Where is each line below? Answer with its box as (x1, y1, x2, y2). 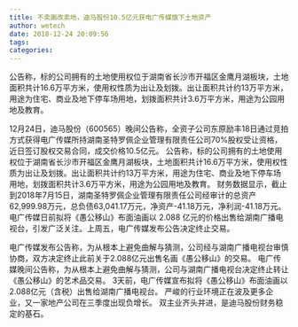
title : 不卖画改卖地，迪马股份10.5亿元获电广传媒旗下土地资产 (9, 12, 212, 22)
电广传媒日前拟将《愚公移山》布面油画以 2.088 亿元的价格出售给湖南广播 (9, 212, 277, 222)
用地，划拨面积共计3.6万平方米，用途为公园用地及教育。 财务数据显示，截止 (9, 179, 287, 190)
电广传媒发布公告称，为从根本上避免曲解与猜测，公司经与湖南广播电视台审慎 (9, 242, 289, 253)
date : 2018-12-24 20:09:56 (9, 29, 109, 38)
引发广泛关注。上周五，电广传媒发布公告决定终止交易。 (32, 223, 235, 234)
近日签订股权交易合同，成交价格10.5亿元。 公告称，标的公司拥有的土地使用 (9, 145, 283, 156)
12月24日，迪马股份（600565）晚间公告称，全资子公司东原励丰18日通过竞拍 (9, 123, 289, 134)
